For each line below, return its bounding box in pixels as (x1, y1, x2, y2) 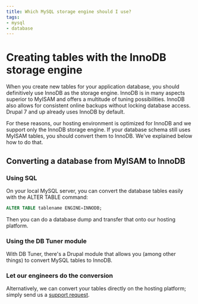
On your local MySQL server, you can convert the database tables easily (6, 187, 183, 194)
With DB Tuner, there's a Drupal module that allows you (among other (6, 251, 177, 258)
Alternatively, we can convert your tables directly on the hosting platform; (6, 285, 186, 292)
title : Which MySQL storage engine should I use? (6, 8, 132, 15)
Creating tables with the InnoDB (6, 51, 166, 64)
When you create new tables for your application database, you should (6, 83, 180, 90)
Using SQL (6, 173, 37, 182)
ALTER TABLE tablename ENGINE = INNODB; (6, 205, 102, 211)
